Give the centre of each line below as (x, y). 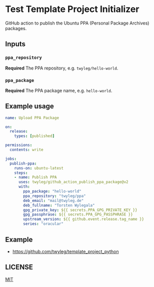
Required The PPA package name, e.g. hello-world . (59, 90)
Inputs (15, 44)
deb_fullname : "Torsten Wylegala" (59, 205)
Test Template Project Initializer (72, 9)
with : (24, 187)
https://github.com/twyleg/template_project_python (65, 251)
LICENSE (19, 267)
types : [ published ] (34, 136)
